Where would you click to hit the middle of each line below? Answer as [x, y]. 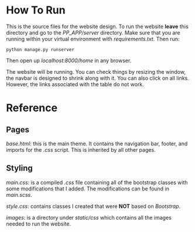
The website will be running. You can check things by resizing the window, [96, 71]
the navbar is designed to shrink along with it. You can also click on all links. [97, 78]
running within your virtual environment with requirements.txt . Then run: [93, 39]
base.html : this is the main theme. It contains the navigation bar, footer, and [97, 144]
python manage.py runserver [40, 50]
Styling [20, 168]
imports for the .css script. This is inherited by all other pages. [81, 149]
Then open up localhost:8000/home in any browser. [69, 60]
